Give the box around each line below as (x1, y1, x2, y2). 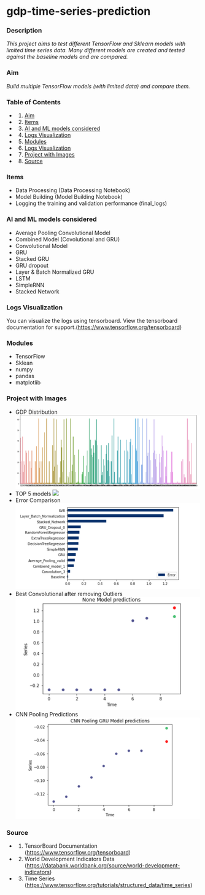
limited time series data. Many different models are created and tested (6, 47, 185, 54)
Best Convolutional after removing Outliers (15, 591, 123, 598)
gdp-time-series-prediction (6, 4, 151, 18)
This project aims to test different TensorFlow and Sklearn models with (6, 40, 186, 47)
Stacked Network (15, 287, 60, 295)
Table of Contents (6, 98, 61, 106)
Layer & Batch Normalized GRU (15, 268, 95, 276)
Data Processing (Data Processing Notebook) (15, 187, 131, 194)
